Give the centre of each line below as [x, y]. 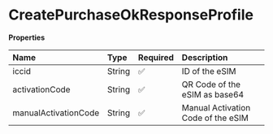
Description [205, 57]
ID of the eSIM [209, 71]
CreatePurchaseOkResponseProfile [131, 15]
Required [156, 57]
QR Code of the [211, 84]
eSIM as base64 [213, 94]
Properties [27, 37]
